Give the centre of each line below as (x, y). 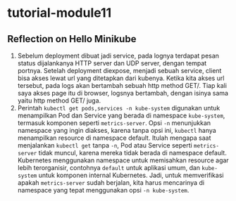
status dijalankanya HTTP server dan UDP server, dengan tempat (112, 63)
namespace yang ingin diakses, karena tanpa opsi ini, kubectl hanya (117, 130)
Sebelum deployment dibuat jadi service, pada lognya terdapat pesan (118, 56)
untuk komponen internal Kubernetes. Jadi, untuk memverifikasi (131, 175)
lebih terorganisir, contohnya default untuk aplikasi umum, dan (109, 168)
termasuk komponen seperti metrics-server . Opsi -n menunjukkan (114, 123)
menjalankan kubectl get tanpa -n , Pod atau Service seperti (105, 145)
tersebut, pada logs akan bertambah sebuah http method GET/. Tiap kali (122, 85)
